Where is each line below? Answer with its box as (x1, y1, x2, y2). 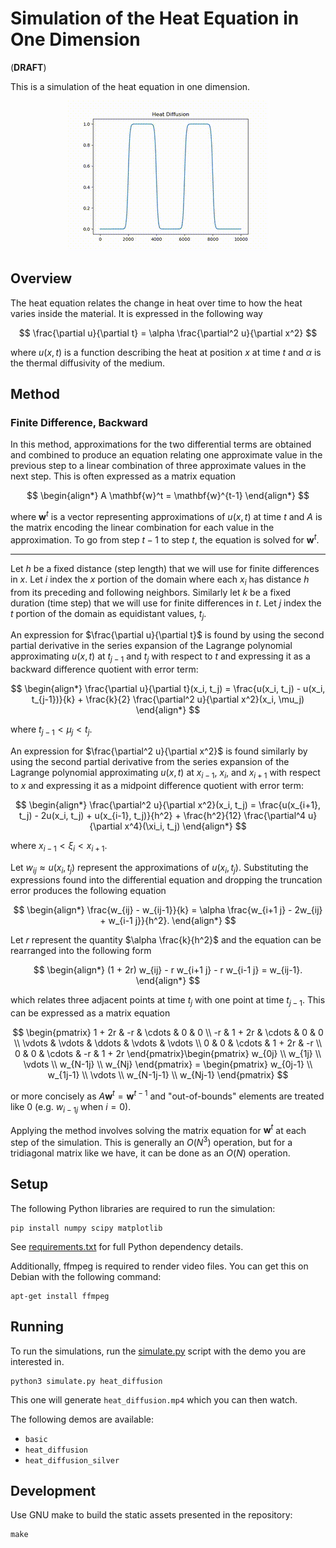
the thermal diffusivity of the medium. (10, 357, 166, 369)
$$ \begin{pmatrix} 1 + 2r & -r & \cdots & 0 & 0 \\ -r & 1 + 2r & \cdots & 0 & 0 (12, 1027, 324, 1039)
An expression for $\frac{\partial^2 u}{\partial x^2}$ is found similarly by (10, 745, 308, 757)
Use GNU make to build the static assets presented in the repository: (10, 1509, 293, 1521)
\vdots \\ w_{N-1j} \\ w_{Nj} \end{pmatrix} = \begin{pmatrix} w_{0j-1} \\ (23, 1058, 313, 1071)
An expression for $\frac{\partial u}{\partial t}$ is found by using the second (10, 629, 325, 641)
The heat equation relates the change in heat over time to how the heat (10, 297, 303, 309)
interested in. (10, 1355, 65, 1367)
